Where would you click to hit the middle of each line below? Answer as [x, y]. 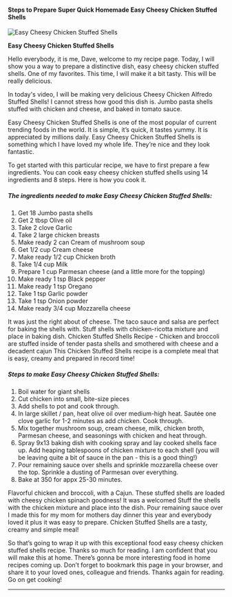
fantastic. [21, 152]
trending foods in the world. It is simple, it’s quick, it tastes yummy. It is [108, 130]
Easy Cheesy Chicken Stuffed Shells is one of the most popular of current [112, 123]
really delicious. [30, 81]
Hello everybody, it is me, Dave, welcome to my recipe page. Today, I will [111, 59]
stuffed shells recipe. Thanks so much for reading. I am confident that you [113, 550]
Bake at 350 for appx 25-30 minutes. [70, 480]
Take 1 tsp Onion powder [53, 301]
